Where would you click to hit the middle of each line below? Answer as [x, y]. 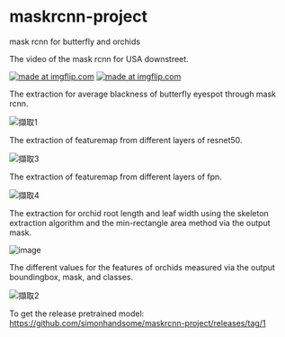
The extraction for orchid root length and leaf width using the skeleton [139, 213]
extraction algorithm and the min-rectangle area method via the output [140, 223]
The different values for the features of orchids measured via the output [142, 267]
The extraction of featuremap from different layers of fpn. [116, 177]
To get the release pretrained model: [77, 314]
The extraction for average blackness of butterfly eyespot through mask [143, 94]
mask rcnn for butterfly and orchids [75, 41]
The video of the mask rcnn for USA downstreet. [99, 59]
